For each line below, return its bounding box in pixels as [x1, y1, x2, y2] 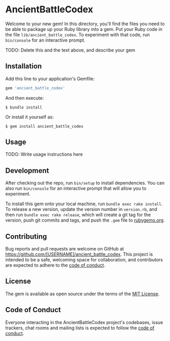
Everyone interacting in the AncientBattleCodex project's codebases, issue [5, 319, 163, 325]
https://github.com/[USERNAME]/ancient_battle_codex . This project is [5, 251, 153, 258]
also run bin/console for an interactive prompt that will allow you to [5, 185, 147, 191]
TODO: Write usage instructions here [5, 151, 83, 157]
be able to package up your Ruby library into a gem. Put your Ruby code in [5, 26, 163, 32]
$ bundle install [5, 104, 42, 110]
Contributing [5, 232, 47, 241]
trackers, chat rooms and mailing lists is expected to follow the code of [5, 325, 155, 331]
